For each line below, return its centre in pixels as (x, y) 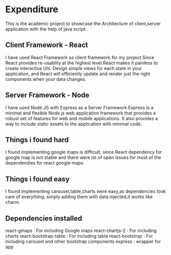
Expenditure (32, 9)
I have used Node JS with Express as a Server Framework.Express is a (80, 107)
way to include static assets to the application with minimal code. (74, 124)
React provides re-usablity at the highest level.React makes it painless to (82, 63)
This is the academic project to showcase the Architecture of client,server (83, 24)
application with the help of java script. (46, 29)
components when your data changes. (46, 79)
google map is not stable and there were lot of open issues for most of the (83, 157)
